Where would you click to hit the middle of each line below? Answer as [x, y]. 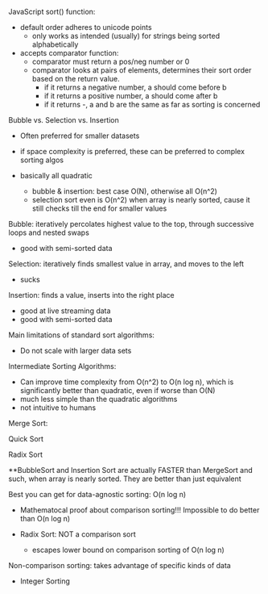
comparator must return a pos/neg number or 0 [111, 61]
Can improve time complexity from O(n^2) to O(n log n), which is [127, 382]
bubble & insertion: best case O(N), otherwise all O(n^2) [124, 191]
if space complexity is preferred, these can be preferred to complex [132, 151]
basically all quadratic [56, 176]
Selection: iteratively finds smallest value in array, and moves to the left [126, 264]
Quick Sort [26, 439]
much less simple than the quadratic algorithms [99, 399]
